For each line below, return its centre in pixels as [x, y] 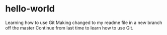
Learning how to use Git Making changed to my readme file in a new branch [84, 22]
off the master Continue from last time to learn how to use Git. [69, 27]
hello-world [30, 9]
